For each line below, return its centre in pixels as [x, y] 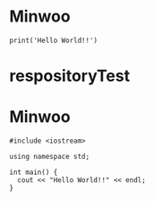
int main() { [34, 172]
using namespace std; [50, 157]
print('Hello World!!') [54, 40]
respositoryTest [70, 76]
